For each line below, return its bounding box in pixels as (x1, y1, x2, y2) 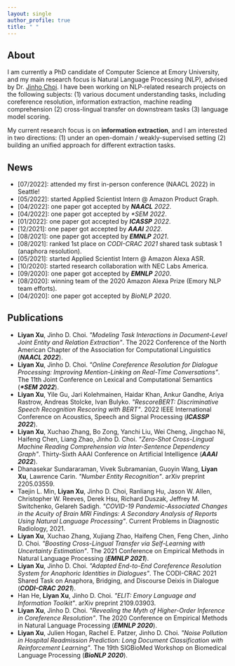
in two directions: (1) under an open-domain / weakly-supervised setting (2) (7, 134, 227, 142)
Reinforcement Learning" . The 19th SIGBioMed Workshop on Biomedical (17, 643, 227, 652)
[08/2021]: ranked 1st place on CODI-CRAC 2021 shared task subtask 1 (17, 240, 222, 247)
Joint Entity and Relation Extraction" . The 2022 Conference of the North (17, 338, 227, 346)
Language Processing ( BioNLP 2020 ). (17, 651, 128, 659)
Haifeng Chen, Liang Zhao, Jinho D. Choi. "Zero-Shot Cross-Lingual (17, 435, 214, 443)
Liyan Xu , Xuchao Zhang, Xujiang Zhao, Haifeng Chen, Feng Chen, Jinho (17, 531, 229, 540)
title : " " (7, 23, 39, 30)
